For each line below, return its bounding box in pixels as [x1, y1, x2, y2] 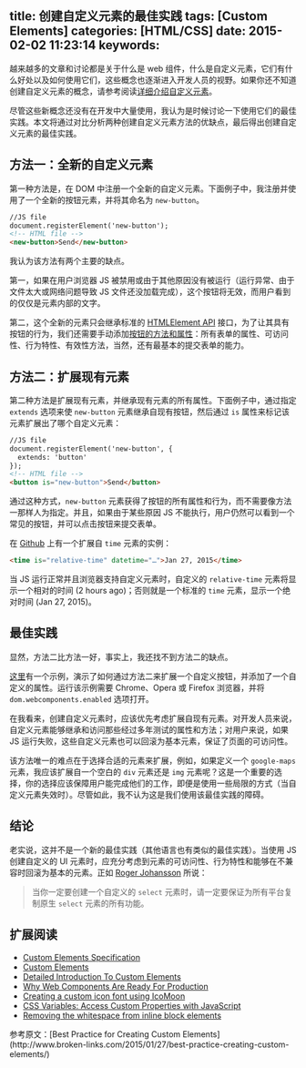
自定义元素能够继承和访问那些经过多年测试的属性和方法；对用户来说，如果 [9, 724, 289, 735]
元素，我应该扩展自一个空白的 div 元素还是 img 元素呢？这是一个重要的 [9, 766, 275, 777]
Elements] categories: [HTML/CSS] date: [9, 24, 246, 39]
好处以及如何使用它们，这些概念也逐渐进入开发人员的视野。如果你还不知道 [16, 74, 297, 85]
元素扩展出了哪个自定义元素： [9, 417, 121, 428]
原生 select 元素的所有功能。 [39, 898, 149, 909]
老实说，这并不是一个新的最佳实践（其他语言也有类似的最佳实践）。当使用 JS [9, 844, 297, 855]
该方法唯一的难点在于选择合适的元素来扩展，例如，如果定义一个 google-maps [9, 755, 296, 766]
